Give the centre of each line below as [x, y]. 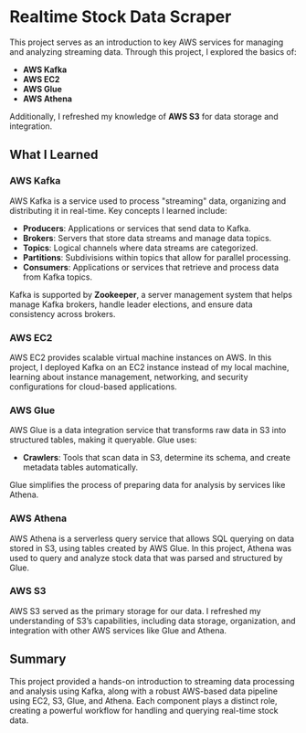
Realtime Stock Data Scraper [121, 17]
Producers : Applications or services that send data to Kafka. [137, 228]
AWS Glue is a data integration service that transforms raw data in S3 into [148, 430]
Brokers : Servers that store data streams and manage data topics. [147, 238]
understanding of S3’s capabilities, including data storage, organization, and [153, 621]
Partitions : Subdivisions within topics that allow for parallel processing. [157, 257]
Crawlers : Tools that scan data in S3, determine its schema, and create [156, 458]
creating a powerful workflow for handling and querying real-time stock [144, 710]
